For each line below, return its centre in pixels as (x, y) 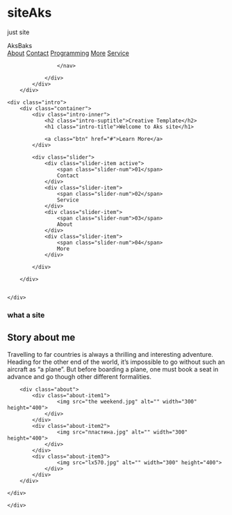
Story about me (41, 338)
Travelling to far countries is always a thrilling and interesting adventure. (110, 354)
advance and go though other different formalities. (79, 376)
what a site (26, 315)
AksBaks (20, 45)
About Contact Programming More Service (68, 53)
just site (18, 32)
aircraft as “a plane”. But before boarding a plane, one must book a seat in (113, 369)
